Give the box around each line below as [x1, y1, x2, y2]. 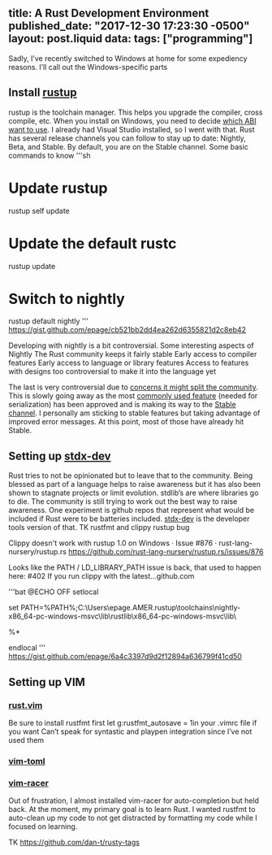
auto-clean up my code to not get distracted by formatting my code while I [8, 813, 257, 823]
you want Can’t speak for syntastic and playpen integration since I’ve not [8, 727, 253, 736]
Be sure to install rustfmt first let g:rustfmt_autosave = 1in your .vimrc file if [8, 718, 257, 727]
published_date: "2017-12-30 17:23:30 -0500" [8, 20, 250, 33]
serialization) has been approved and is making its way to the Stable [8, 400, 237, 410]
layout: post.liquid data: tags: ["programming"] [8, 32, 253, 46]
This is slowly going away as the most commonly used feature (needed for [8, 391, 258, 401]
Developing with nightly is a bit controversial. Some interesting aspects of [8, 341, 254, 350]
